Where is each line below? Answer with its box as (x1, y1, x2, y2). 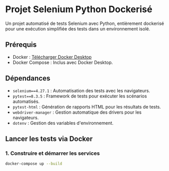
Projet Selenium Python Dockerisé (5, 4, 153, 15)
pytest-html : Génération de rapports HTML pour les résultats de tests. (12, 104, 161, 110)
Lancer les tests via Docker (5, 134, 93, 143)
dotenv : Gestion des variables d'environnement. (12, 120, 114, 126)
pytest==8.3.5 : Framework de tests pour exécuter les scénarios (12, 93, 147, 99)
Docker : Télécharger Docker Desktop (12, 54, 92, 60)
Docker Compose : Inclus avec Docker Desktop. (12, 59, 113, 65)
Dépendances (5, 74, 51, 83)
